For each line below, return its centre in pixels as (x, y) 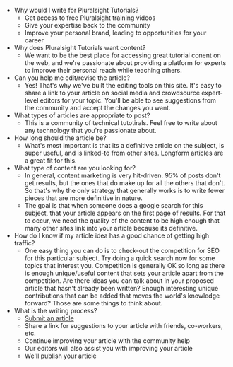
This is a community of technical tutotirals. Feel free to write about (121, 123)
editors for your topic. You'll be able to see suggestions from (128, 100)
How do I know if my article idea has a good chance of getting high (112, 235)
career (34, 40)
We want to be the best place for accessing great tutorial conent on (123, 55)
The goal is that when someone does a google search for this (114, 205)
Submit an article (49, 318)
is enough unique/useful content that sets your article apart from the (124, 273)
